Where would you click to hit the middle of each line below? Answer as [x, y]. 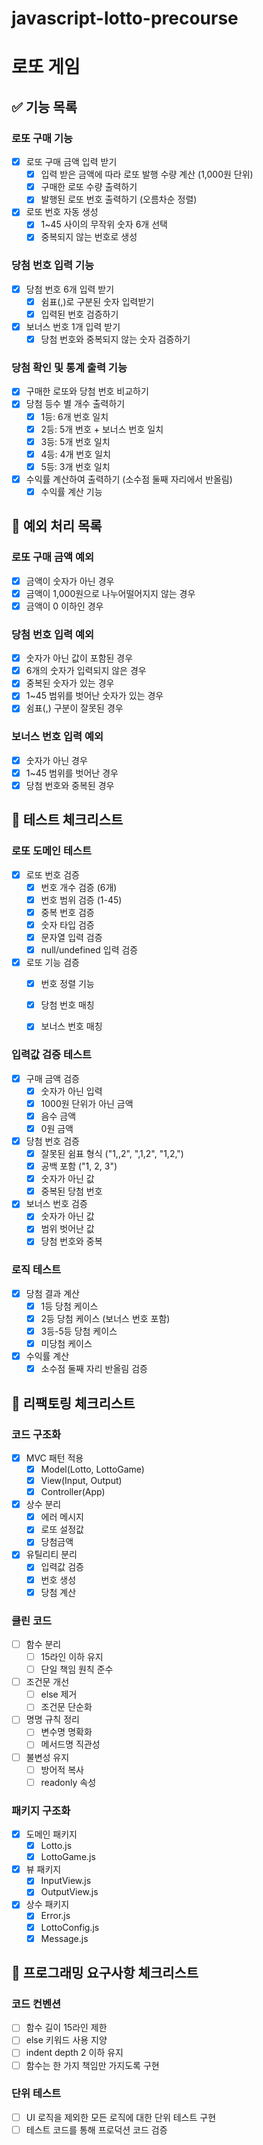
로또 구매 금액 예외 [53, 557]
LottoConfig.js [70, 1927]
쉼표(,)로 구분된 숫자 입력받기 [97, 301]
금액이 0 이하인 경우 [64, 606]
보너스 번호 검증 [56, 1204]
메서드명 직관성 [70, 1744]
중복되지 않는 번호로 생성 [89, 237]
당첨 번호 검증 [52, 1141]
